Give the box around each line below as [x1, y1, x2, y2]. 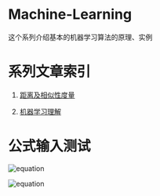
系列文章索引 [8, 63, 92, 81]
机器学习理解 [19, 107, 61, 116]
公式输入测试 [8, 137, 92, 155]
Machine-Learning [8, 5, 132, 24]
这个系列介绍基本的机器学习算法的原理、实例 [8, 32, 153, 42]
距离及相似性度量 [19, 90, 75, 100]
